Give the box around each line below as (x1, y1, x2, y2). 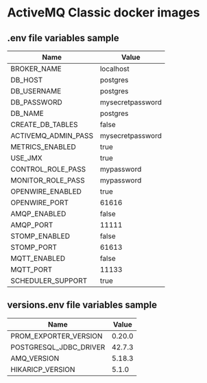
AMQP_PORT (10, 220, 53, 229)
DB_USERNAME (10, 86, 62, 95)
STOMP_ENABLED (10, 231, 71, 241)
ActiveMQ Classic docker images (7, 5, 200, 21)
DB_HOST (10, 76, 43, 84)
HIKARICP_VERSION (10, 364, 75, 374)
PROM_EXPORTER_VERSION (10, 331, 103, 340)
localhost (99, 64, 130, 73)
